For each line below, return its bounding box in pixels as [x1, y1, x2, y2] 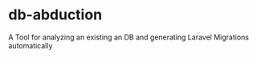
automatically [8, 40, 53, 50]
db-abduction [8, 6, 103, 24]
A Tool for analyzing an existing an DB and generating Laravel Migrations [8, 32, 249, 42]
